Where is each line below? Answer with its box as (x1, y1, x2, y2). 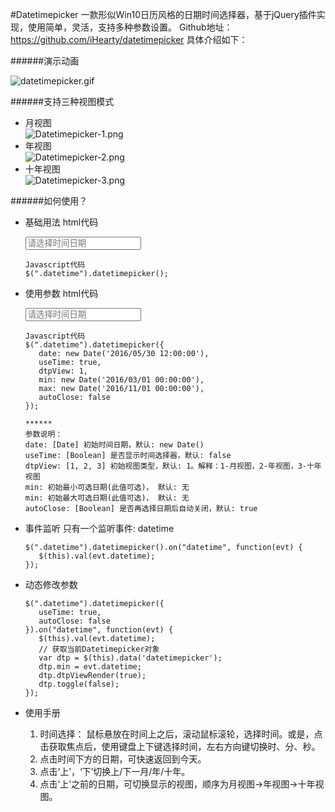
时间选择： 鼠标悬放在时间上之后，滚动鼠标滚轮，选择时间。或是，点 (39, 728, 323, 740)
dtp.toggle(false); (38, 679, 120, 689)
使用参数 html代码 (24, 288, 99, 299)
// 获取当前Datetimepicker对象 (38, 644, 160, 654)
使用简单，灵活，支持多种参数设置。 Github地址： (27, 21, 233, 33)
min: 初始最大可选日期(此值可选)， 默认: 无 (24, 493, 190, 503)
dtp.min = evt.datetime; (38, 662, 142, 672)
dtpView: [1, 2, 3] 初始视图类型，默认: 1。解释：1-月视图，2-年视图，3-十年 (24, 461, 322, 471)
